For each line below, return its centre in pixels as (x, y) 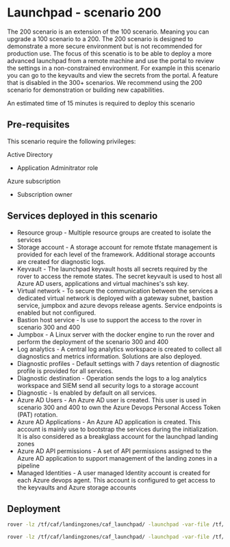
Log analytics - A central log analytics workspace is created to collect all (119, 349)
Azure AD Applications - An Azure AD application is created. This (109, 422)
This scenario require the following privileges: (72, 141)
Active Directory (30, 154)
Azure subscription (34, 181)
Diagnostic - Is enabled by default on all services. (87, 393)
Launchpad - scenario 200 (84, 13)
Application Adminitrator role (57, 168)
